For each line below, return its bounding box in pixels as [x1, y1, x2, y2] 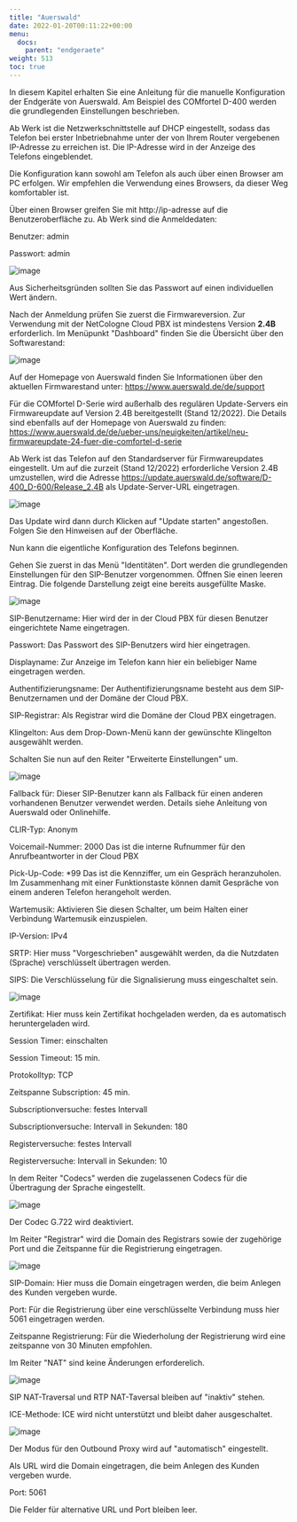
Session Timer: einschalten [9, 1035, 108, 1046]
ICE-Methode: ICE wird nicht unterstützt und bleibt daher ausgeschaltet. [9, 1408, 273, 1419]
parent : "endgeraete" [25, 46, 105, 55]
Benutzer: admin [9, 231, 69, 241]
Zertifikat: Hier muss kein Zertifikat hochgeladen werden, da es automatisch [9, 1008, 286, 1019]
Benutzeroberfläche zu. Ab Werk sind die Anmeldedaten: [9, 214, 217, 224]
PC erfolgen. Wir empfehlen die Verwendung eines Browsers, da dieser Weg [9, 177, 288, 188]
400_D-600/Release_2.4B [9, 481, 105, 492]
